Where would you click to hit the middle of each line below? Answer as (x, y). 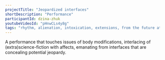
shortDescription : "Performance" (39, 14)
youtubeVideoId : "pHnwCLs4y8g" (37, 23)
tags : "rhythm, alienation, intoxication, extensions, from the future (80, 28)
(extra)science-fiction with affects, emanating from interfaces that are (76, 47)
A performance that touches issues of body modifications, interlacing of (78, 42)
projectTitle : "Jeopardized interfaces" (47, 10)
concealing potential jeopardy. (36, 53)
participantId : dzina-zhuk (33, 19)
